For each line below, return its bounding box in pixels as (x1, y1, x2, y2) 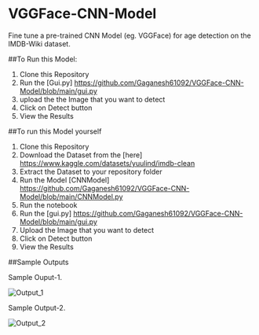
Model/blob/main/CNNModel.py (19, 192, 123, 201)
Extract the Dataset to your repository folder (19, 167, 162, 176)
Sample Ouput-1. (8, 272, 63, 282)
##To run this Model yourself (8, 127, 102, 136)
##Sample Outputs (8, 257, 69, 267)
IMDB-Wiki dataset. (8, 39, 71, 48)
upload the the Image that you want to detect (19, 94, 166, 104)
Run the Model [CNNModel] (19, 175, 110, 185)
